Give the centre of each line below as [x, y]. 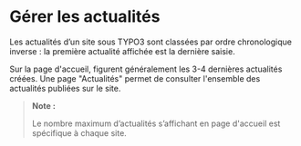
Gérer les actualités [85, 17]
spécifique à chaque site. [79, 132]
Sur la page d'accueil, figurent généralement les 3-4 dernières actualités [146, 69]
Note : [44, 105]
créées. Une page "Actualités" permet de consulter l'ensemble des [135, 78]
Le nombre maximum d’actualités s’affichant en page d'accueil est [156, 123]
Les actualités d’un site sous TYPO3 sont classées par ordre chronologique [150, 42]
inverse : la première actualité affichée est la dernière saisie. [122, 51]
